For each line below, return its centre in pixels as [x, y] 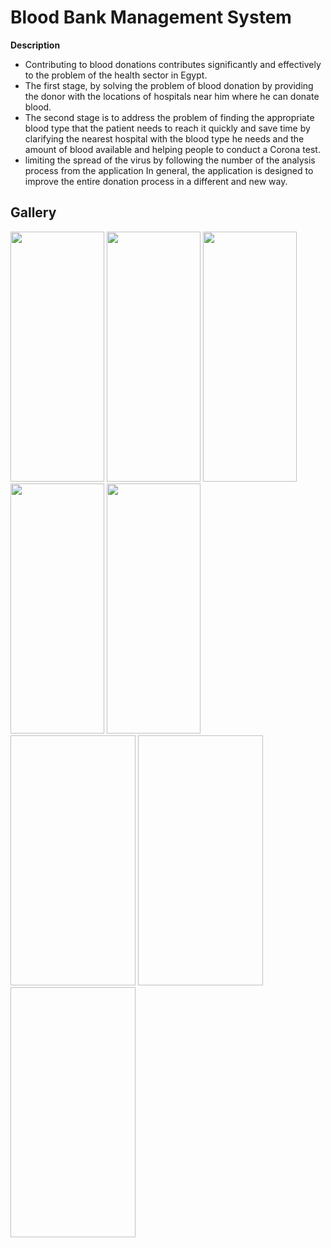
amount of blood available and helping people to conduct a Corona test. [172, 149]
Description [35, 45]
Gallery [33, 212]
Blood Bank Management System [151, 17]
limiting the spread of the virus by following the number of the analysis [170, 160]
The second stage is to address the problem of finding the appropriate [169, 117]
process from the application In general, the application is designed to [169, 170]
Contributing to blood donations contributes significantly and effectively [173, 64]
